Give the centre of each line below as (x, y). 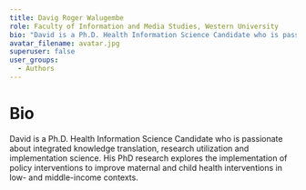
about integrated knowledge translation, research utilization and (129, 148)
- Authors (36, 69)
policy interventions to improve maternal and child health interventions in (146, 167)
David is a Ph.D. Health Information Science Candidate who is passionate (146, 138)
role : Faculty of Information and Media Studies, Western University (144, 26)
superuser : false (42, 52)
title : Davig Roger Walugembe (67, 18)
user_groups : (34, 60)
